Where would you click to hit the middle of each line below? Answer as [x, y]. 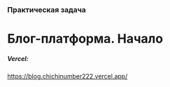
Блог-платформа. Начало [85, 39]
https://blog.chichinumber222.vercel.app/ [68, 76]
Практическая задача [47, 10]
